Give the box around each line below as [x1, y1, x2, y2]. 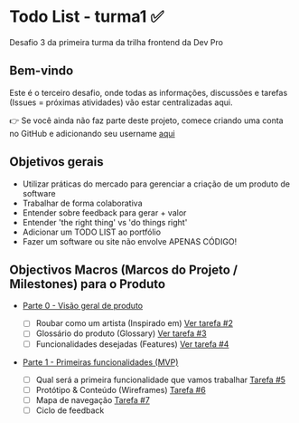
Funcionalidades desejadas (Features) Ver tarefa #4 [35, 338, 229, 350]
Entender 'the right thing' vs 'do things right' [22, 216, 188, 227]
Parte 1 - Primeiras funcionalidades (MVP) [22, 356, 179, 368]
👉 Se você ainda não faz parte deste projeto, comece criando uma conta [9, 115, 284, 126]
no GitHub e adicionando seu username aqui [9, 128, 175, 139]
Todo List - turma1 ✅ [9, 6, 164, 27]
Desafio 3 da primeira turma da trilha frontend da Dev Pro [9, 36, 224, 47]
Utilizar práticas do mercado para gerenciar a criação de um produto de [22, 178, 291, 189]
